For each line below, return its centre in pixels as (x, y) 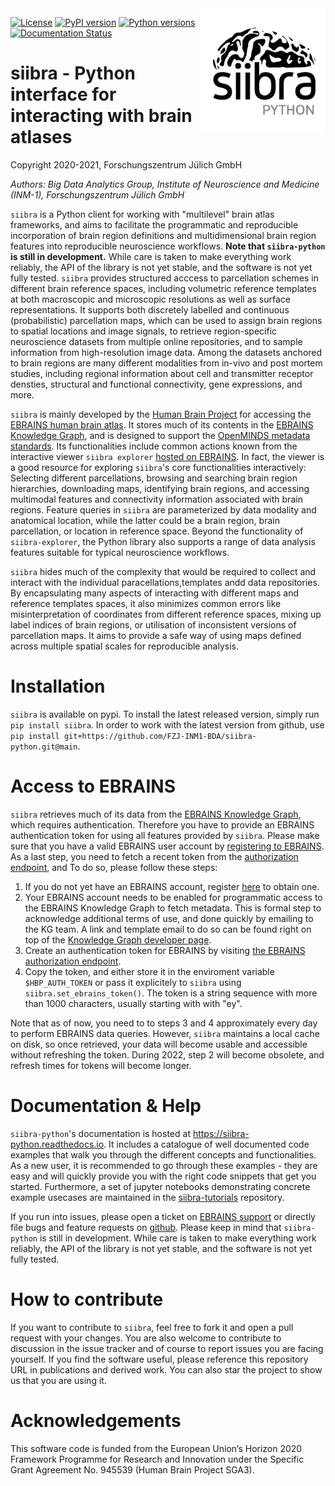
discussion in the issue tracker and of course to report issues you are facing (167, 1348)
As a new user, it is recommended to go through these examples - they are (164, 1165)
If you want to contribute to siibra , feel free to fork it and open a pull (152, 1327)
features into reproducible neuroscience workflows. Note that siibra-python (168, 246)
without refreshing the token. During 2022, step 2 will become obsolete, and (167, 1054)
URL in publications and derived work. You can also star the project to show (166, 1369)
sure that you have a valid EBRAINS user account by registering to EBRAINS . (167, 846)
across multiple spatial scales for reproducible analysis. (124, 646)
